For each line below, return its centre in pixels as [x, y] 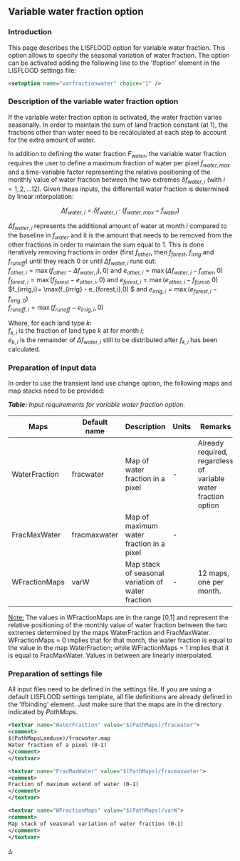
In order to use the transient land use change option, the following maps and [120, 383]
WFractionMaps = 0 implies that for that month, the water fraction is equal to [120, 640]
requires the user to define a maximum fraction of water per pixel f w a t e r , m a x [119, 164]
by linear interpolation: [41, 197]
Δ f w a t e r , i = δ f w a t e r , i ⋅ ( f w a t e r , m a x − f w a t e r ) [120, 211]
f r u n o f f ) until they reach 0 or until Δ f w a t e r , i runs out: [82, 262]
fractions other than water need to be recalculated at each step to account [118, 132]
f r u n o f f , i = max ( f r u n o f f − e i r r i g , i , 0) [56, 308]
